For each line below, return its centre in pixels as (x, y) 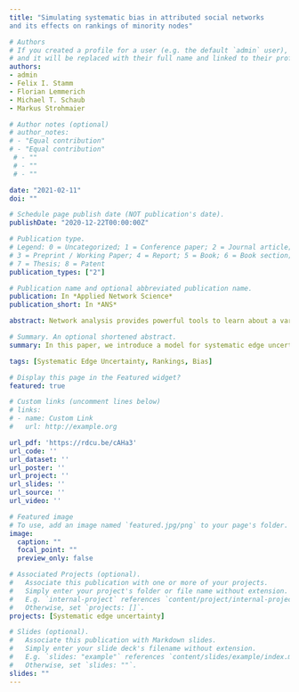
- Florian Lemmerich (48, 91)
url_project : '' (39, 476)
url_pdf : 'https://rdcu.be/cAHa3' (73, 442)
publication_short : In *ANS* (63, 305)
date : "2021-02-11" (45, 190)
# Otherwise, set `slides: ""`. (73, 665)
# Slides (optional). (49, 632)
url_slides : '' (37, 484)
